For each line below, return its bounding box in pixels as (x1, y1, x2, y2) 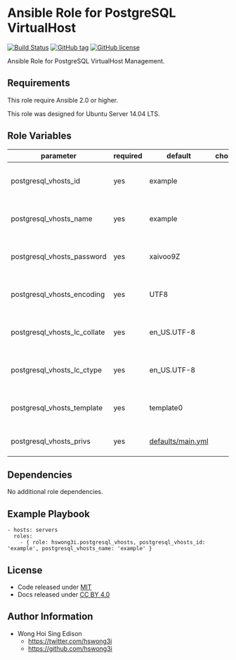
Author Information (7, 611, 93, 623)
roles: (13, 533, 33, 540)
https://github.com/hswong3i (27, 644, 112, 652)
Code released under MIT (17, 583, 92, 591)
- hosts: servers (7, 526, 58, 534)
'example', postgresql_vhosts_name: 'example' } (7, 545, 152, 552)
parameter (41, 151, 77, 160)
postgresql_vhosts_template (11, 402, 103, 412)
